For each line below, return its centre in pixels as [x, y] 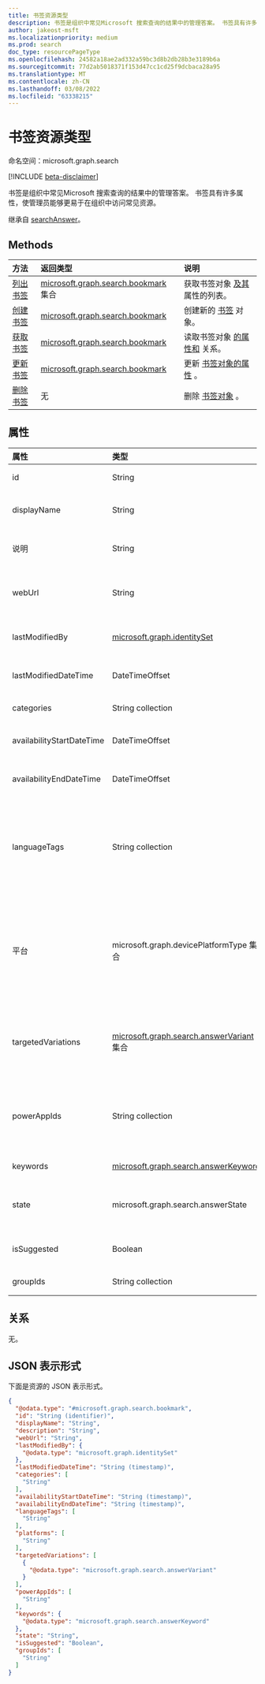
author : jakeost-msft [44, 30]
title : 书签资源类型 [38, 15]
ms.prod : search [35, 45]
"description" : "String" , [58, 1431]
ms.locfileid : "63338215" [50, 96]
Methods [31, 245]
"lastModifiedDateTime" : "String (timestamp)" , [95, 1467]
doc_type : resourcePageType [54, 52]
